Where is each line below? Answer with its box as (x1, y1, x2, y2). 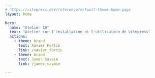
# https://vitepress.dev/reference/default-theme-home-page (5, 7, 131, 12)
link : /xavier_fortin (18, 47, 63, 53)
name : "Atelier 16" (9, 25, 50, 30)
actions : (9, 34, 28, 39)
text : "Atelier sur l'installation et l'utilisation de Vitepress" (9, 30, 151, 35)
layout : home (5, 12, 32, 17)
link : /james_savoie (18, 61, 61, 66)
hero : (5, 20, 16, 25)
